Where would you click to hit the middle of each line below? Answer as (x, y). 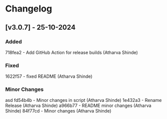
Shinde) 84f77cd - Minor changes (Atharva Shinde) (58, 111)
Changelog (29, 9)
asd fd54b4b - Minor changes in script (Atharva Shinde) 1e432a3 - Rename (83, 100)
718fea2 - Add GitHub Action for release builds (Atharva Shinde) (72, 52)
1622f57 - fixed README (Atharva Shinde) (49, 76)
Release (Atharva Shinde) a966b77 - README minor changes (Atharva (78, 105)
